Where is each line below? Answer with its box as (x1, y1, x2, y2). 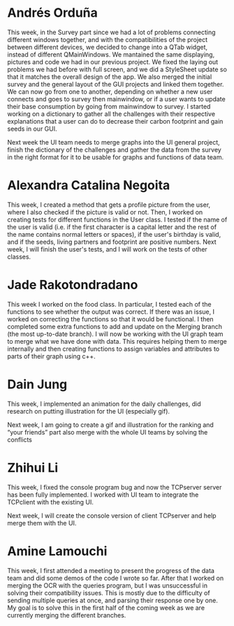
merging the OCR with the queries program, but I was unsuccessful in (7, 581, 208, 590)
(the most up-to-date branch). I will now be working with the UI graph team (7, 330, 224, 338)
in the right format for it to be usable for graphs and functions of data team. (7, 152, 224, 161)
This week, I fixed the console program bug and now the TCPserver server (7, 483, 222, 491)
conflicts (7, 435, 33, 444)
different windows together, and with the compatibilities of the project (7, 35, 208, 43)
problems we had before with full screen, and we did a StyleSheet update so (7, 65, 227, 73)
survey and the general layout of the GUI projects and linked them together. (7, 80, 224, 88)
